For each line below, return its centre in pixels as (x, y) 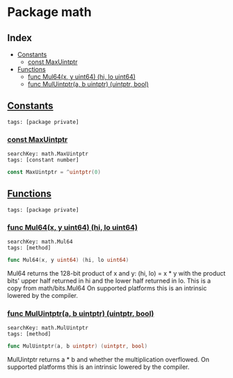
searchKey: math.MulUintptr (48, 328)
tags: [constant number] (43, 160)
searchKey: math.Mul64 (40, 242)
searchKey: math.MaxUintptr (48, 154)
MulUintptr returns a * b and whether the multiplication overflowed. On (109, 360)
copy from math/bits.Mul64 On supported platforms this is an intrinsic (107, 288)
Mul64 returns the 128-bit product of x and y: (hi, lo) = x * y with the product (116, 273)
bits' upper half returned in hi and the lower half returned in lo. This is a (109, 281)
